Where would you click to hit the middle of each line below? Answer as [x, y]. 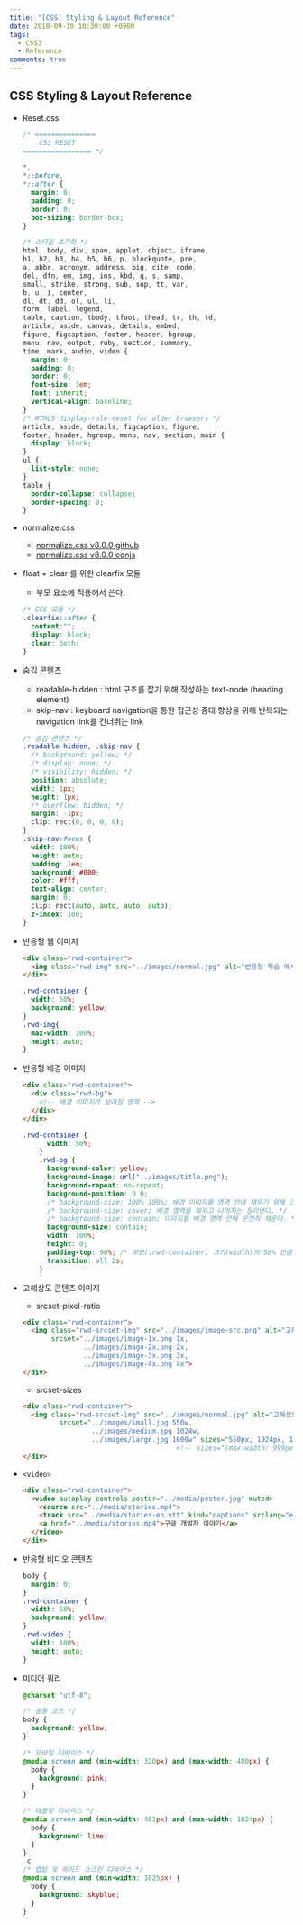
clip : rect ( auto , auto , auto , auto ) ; [102, 906]
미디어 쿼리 [42, 1678]
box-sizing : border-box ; [78, 217]
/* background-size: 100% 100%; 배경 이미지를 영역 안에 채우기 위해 [166, 1202]
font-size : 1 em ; [61, 385]
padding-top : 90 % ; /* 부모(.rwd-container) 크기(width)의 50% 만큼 [170, 1252]
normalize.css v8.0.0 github [87, 545]
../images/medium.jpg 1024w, [146, 1431]
